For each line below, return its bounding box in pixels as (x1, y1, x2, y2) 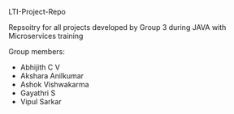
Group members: (8, 47, 65, 56)
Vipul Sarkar (19, 97, 63, 106)
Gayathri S (19, 88, 56, 98)
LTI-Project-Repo (8, 7, 67, 16)
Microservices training (8, 32, 84, 40)
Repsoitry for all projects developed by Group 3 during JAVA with (8, 23, 227, 32)
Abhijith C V (19, 62, 61, 72)
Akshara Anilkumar (19, 71, 84, 80)
